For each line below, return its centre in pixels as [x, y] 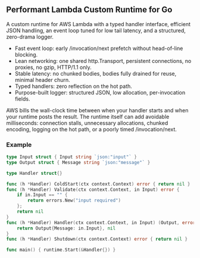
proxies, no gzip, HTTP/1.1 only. [53, 67]
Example [19, 144]
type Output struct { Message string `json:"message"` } [78, 162]
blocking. [26, 54]
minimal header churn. [42, 80]
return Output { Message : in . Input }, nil [66, 228]
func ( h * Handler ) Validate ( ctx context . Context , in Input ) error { [93, 190]
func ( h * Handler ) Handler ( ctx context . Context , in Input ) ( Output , [93, 222]
